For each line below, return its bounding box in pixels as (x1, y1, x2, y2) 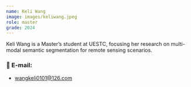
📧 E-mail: (6, 61, 32, 70)
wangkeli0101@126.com (14, 74, 72, 81)
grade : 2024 (6, 24, 35, 31)
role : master (6, 19, 38, 25)
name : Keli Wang (6, 8, 46, 14)
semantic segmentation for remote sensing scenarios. (22, 47, 152, 54)
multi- (170, 41, 186, 48)
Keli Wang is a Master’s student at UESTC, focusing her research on (6, 41, 170, 48)
